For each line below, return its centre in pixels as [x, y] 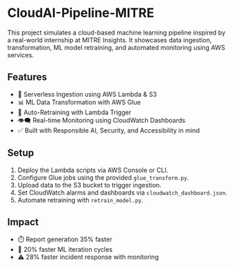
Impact [23, 222]
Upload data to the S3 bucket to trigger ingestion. [90, 185]
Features [27, 77]
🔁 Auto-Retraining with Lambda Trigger [74, 112]
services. [20, 55]
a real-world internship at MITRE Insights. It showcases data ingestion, [110, 39]
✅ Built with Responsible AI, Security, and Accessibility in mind [109, 130]
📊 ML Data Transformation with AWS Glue [79, 102]
